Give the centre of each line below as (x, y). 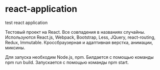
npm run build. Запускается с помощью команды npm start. (67, 62)
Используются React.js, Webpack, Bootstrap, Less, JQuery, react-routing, (80, 37)
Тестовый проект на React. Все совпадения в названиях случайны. (75, 32)
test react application (26, 23)
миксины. (15, 47)
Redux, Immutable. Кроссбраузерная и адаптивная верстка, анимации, (79, 42)
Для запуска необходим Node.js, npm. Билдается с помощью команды (80, 57)
